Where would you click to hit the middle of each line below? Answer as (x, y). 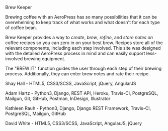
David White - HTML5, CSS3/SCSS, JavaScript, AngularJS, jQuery (74, 123)
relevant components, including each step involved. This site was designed (83, 48)
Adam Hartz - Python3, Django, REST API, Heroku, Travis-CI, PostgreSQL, (82, 93)
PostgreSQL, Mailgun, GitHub (36, 113)
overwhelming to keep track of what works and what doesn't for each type (82, 22)
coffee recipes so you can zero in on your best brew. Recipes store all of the (84, 43)
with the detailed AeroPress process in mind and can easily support (75, 53)
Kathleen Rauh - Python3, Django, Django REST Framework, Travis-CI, (78, 108)
